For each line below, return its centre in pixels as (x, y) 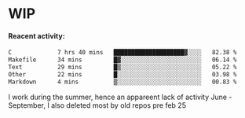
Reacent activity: (37, 35)
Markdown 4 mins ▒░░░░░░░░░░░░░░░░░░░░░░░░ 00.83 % (122, 82)
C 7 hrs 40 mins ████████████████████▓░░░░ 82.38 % (122, 53)
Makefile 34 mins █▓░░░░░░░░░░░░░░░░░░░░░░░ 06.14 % (122, 60)
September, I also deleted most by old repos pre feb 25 (97, 105)
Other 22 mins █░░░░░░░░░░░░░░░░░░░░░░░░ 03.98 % (122, 75)
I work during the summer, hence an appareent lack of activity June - (120, 97)
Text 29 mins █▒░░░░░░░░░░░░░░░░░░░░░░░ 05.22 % (122, 68)
